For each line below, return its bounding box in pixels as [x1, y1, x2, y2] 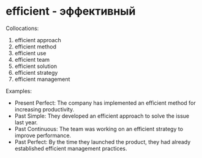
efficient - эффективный [6, 4, 136, 18]
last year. [14, 118, 38, 126]
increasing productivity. [14, 105, 75, 113]
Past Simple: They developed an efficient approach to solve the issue [14, 112, 190, 119]
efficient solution [14, 62, 58, 70]
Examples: [6, 87, 32, 94]
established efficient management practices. [14, 145, 127, 152]
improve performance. [14, 132, 72, 139]
